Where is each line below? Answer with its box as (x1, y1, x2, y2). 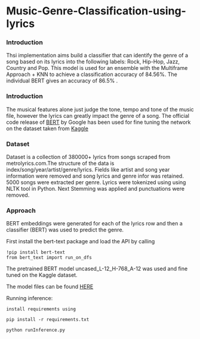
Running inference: (6, 295, 53, 302)
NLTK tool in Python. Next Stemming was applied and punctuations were (6, 185, 185, 193)
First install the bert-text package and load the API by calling (6, 238, 155, 245)
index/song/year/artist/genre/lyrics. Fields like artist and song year (6, 166, 170, 173)
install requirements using (6, 306, 76, 312)
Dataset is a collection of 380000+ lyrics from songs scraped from (6, 154, 171, 161)
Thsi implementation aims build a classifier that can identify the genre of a (6, 52, 189, 59)
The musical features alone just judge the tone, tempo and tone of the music (6, 106, 194, 113)
